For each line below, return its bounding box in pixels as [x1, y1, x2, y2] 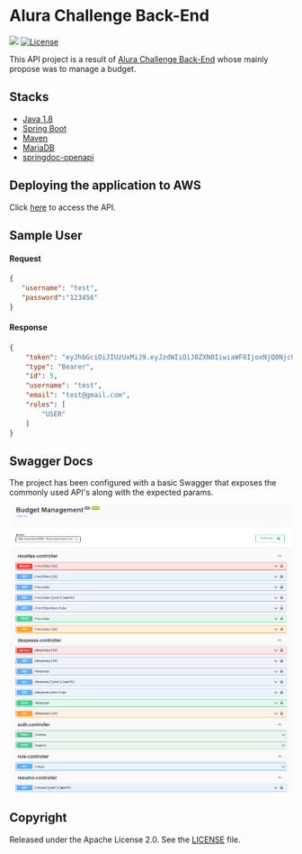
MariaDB [22, 141, 56, 153]
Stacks [9, 89, 49, 104]
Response [9, 322, 48, 333]
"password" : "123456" [21, 293, 99, 302]
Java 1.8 [22, 114, 54, 124]
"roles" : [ [25, 400, 67, 410]
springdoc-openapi [22, 151, 94, 162]
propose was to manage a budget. [9, 63, 137, 74]
